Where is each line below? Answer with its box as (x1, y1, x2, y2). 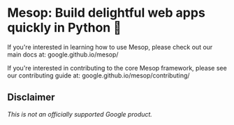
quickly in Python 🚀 (7, 20, 122, 36)
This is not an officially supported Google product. (7, 110, 152, 118)
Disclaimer (7, 91, 55, 103)
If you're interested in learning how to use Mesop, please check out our (7, 43, 213, 51)
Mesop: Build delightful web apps (7, 5, 206, 21)
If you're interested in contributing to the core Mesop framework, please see (7, 64, 227, 72)
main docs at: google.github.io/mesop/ (7, 50, 119, 59)
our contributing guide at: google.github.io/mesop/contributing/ (7, 71, 190, 80)
